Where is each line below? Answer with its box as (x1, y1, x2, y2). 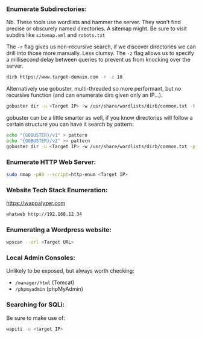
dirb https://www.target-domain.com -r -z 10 (6, 74, 122, 80)
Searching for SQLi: (6, 301, 65, 309)
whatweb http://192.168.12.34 (6, 211, 83, 218)
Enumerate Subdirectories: (6, 5, 87, 13)
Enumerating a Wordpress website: (6, 226, 112, 234)
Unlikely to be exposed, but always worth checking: (6, 267, 134, 275)
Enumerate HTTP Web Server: (6, 158, 96, 166)
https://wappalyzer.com (6, 200, 66, 207)
